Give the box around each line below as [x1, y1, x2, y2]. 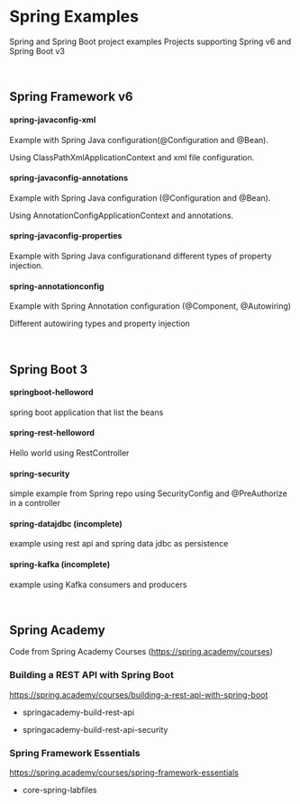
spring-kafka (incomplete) [9, 558, 111, 569]
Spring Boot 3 [9, 362, 88, 377]
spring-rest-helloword [9, 428, 95, 438]
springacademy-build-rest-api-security [22, 724, 168, 735]
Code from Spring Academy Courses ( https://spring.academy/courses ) [9, 646, 273, 657]
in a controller [9, 498, 61, 509]
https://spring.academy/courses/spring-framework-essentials [9, 767, 239, 778]
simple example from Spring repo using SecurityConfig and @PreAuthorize [9, 488, 288, 499]
